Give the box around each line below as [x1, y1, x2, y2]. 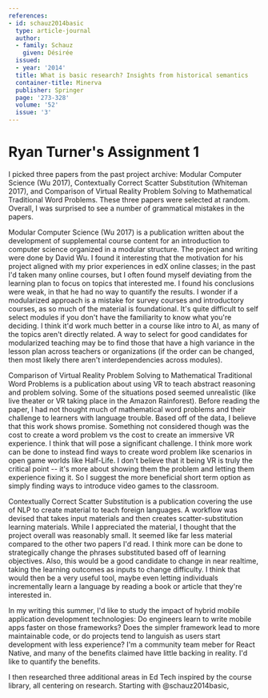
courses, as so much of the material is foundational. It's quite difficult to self [8, 303, 258, 313]
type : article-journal [15, 26, 91, 34]
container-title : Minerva [15, 78, 102, 86]
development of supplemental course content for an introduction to [8, 235, 230, 245]
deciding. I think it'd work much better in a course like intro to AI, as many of [8, 321, 260, 331]
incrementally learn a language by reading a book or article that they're [8, 581, 242, 591]
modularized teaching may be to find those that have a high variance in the [8, 338, 255, 347]
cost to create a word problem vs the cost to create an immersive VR [8, 430, 234, 439]
